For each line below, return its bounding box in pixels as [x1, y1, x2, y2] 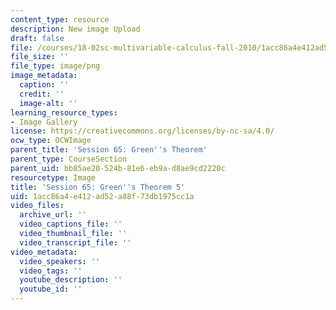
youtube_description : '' [19, 275, 123, 285]
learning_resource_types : [10, 107, 118, 118]
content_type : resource [10, 14, 110, 25]
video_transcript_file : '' [19, 237, 132, 248]
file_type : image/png [10, 61, 101, 71]
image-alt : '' [19, 98, 78, 108]
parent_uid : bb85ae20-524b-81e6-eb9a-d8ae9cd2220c [10, 163, 226, 173]
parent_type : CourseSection [10, 154, 128, 164]
